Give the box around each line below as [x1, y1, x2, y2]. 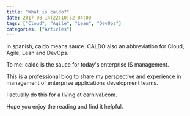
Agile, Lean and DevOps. [6, 49, 69, 57]
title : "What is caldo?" [6, 9, 70, 15]
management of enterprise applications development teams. [6, 79, 158, 87]
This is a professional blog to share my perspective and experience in [6, 73, 181, 80]
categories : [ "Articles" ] [6, 26, 72, 32]
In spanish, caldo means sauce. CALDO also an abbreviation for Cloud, [6, 43, 185, 50]
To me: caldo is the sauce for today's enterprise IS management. [6, 61, 169, 68]
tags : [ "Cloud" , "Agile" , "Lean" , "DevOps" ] [6, 20, 122, 26]
